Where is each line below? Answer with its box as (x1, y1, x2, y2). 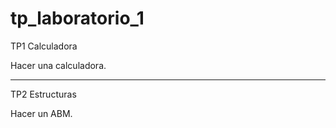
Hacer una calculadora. (10, 59, 107, 71)
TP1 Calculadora (10, 40, 78, 52)
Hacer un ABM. (10, 107, 73, 119)
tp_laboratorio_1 (10, 7, 145, 30)
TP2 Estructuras (10, 88, 77, 100)
